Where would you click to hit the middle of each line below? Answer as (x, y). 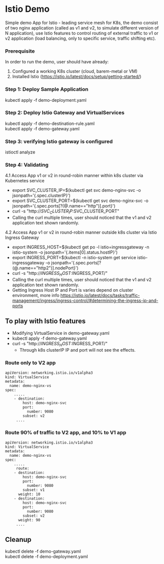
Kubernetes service (25, 181)
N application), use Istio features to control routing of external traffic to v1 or (82, 33)
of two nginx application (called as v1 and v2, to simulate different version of (82, 28)
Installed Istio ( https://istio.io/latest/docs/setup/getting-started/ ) (77, 77)
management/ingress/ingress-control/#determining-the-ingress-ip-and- (85, 300)
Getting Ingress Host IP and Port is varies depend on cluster (72, 290)
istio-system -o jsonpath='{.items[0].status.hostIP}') (65, 252)
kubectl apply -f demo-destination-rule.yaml (50, 123)
